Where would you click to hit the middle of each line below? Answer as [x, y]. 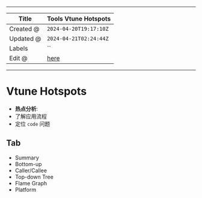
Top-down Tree [34, 177]
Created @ [24, 29]
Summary [27, 158]
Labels [19, 48]
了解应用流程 [31, 116]
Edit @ [19, 58]
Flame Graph [31, 183]
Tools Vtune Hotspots [79, 19]
